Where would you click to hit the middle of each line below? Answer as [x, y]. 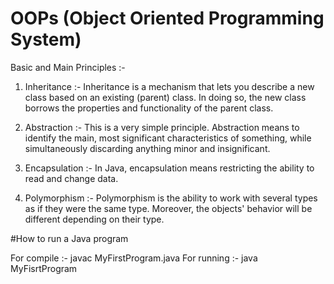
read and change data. [71, 178]
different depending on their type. [94, 219]
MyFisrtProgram [44, 268]
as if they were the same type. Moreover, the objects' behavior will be [168, 208]
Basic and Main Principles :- [68, 67]
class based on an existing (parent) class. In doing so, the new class [165, 97]
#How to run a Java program [69, 238]
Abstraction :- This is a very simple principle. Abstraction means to [162, 127]
